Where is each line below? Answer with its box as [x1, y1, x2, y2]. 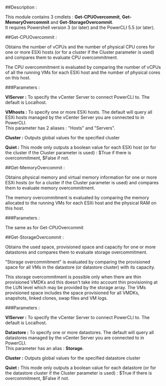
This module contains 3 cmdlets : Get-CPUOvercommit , [5, 14, 121, 19]
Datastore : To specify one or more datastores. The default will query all [5, 330, 154, 335]
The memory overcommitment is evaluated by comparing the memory [5, 195, 149, 200]
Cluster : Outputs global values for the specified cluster [5, 135, 120, 140]
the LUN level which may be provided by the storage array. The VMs [5, 285, 146, 290]
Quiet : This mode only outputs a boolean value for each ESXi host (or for [5, 144, 156, 150]
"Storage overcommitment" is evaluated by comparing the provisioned [5, 259, 150, 265]
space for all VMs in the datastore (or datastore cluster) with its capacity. [5, 264, 155, 270]
